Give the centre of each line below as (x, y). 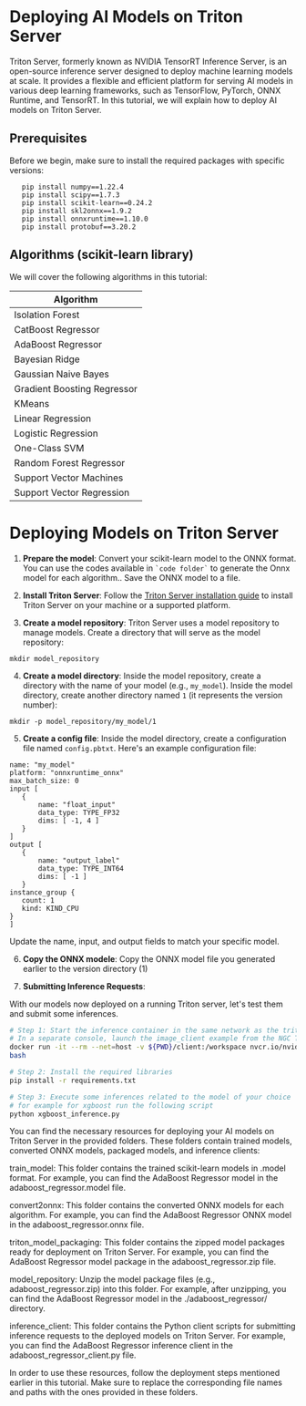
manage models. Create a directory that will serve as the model (142, 632)
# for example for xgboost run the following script (112, 1105)
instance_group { (42, 892)
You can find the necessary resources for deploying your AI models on (142, 1132)
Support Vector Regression (72, 492)
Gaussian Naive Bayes (61, 374)
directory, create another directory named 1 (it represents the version (153, 695)
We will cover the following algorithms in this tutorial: (108, 276)
